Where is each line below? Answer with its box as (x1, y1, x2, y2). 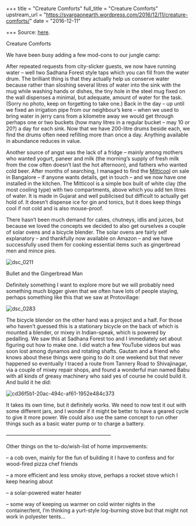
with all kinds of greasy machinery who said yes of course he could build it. (6, 373, 187, 380)
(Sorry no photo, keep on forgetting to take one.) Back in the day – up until (6, 100, 185, 107)
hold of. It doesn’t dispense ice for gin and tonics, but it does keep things (6, 199, 181, 206)
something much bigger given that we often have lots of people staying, (6, 288, 179, 295)
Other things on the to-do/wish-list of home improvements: (6, 443, 148, 450)
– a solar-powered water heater (6, 489, 82, 496)
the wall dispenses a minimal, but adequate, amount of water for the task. (6, 94, 183, 101)
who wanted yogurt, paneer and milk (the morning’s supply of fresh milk (6, 155, 180, 162)
